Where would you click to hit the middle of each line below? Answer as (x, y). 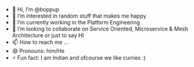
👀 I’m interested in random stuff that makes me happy (79, 16)
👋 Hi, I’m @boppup (36, 9)
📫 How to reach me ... (40, 42)
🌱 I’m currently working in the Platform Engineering (76, 22)
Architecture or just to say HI (48, 35)
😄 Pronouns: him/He (38, 51)
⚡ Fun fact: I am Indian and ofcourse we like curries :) (79, 58)
